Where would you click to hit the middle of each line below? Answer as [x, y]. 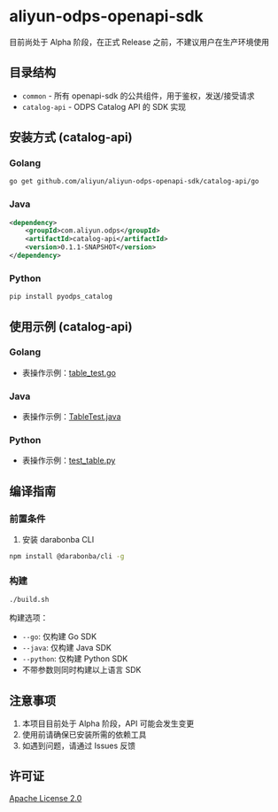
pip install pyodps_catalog [61, 297]
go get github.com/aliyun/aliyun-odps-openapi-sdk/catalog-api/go [134, 182]
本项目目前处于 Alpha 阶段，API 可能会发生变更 [108, 723]
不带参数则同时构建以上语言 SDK [81, 670]
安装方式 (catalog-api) [71, 138]
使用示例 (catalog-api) [71, 327]
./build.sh [29, 600]
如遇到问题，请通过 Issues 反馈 [79, 746]
